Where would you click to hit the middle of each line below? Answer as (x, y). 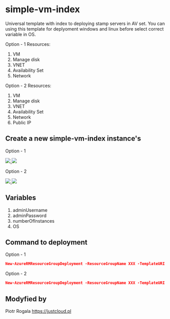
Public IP (22, 122)
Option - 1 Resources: (28, 44)
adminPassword (30, 216)
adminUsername (30, 210)
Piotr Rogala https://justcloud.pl (38, 311)
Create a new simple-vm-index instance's (73, 139)
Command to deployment (46, 242)
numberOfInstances (34, 221)
